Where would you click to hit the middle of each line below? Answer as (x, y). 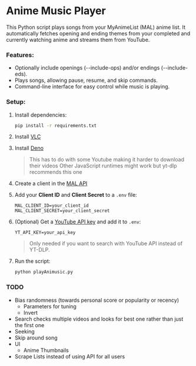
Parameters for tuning (50, 306)
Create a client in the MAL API (51, 183)
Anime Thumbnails (46, 350)
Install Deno (29, 148)
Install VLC (28, 137)
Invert (31, 312)
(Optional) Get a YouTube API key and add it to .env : (78, 222)
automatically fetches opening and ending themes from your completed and (98, 33)
